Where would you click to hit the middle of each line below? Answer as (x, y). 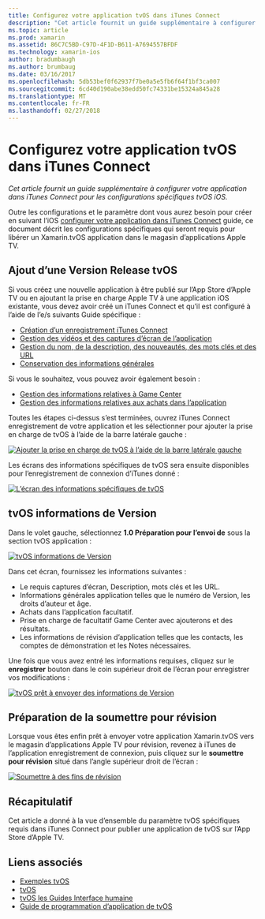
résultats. (35, 629)
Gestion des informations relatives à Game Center (101, 394)
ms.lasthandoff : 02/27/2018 (54, 111)
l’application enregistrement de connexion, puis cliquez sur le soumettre (126, 753)
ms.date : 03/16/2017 (42, 74)
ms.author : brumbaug (42, 67)
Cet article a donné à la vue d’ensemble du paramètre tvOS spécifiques (124, 820)
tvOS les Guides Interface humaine (76, 898)
